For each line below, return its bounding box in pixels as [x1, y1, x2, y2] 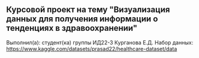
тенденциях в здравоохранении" [6, 23, 138, 33]
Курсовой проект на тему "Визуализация [6, 5, 170, 15]
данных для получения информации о [6, 14, 158, 24]
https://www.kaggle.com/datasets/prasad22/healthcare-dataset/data [6, 45, 177, 52]
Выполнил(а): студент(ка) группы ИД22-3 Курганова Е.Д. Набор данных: [6, 38, 194, 46]
